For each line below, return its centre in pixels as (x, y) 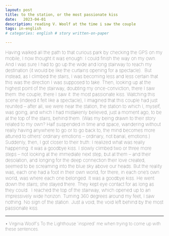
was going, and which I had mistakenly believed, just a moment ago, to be (83, 112)
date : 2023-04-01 (26, 19)
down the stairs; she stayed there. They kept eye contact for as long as (80, 184)
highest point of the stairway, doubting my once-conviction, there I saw (80, 88)
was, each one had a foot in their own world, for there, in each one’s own (82, 172)
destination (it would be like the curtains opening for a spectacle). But (78, 70)
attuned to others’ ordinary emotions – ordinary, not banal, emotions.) (78, 136)
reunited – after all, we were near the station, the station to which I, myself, (83, 106)
